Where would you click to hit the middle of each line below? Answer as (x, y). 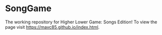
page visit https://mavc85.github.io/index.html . (52, 27)
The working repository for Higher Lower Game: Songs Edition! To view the (81, 22)
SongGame (28, 9)
